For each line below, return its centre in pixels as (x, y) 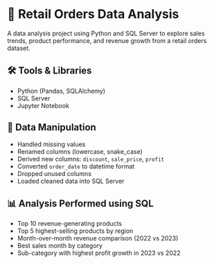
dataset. (19, 48)
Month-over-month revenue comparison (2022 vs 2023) (98, 238)
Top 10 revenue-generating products (70, 224)
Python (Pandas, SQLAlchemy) (61, 91)
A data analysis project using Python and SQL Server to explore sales (106, 33)
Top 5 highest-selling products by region (75, 231)
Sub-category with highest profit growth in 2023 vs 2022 (99, 253)
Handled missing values (51, 144)
